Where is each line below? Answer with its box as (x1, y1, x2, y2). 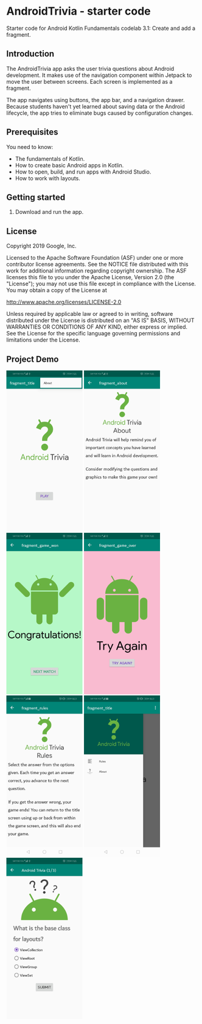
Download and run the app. (15, 208, 84, 216)
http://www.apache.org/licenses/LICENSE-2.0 (6, 298, 122, 306)
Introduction (6, 49, 55, 59)
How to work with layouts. (15, 174, 81, 181)
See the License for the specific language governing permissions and (6, 330, 181, 337)
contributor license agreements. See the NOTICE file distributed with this (6, 261, 189, 268)
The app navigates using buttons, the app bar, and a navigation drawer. (6, 96, 185, 103)
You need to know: (6, 143, 54, 150)
